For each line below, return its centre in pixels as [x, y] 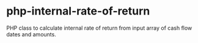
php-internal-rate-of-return [78, 11]
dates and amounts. [31, 34]
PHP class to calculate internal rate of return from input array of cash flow [99, 28]
